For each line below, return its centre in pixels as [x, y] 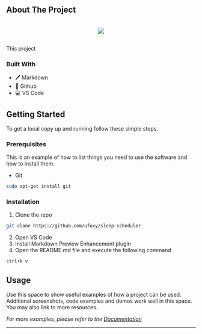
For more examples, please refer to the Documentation [74, 319]
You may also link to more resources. [52, 307]
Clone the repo [33, 215]
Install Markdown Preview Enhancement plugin [73, 244]
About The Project [41, 10]
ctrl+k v [17, 261]
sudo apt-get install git [38, 187]
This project [21, 48]
